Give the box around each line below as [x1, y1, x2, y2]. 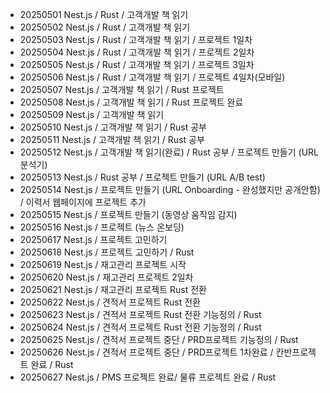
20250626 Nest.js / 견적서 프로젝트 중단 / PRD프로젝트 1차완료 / [19, 346, 274, 358]
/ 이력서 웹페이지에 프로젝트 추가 [19, 196, 147, 208]
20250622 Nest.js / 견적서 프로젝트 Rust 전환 [19, 296, 201, 308]
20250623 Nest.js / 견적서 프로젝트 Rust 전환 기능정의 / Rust [19, 309, 262, 320]
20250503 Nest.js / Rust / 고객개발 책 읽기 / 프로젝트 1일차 [19, 34, 253, 45]
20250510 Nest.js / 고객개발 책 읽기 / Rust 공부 [19, 121, 207, 133]
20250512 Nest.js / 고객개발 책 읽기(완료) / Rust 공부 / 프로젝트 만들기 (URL [19, 146, 320, 158]
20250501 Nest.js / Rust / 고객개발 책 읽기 [19, 9, 189, 20]
